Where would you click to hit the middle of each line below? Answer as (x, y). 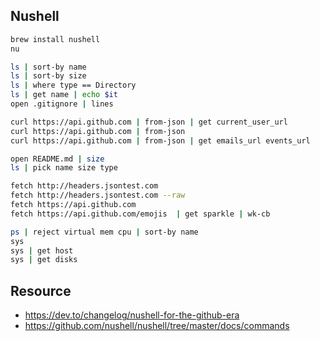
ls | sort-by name (48, 67)
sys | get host (42, 250)
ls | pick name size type (64, 168)
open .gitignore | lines (62, 104)
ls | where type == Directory (73, 85)
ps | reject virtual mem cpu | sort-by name (104, 232)
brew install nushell (55, 39)
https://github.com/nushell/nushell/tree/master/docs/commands (157, 326)
